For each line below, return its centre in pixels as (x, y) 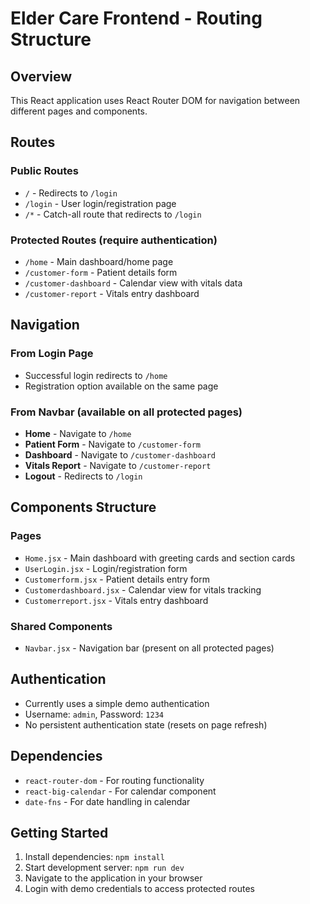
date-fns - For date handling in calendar (107, 801)
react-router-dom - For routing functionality (114, 780)
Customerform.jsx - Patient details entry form (117, 579)
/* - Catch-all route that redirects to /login (113, 214)
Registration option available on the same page (121, 386)
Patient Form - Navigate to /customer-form (112, 444)
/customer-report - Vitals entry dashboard (112, 293)
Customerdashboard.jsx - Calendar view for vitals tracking (143, 589)
